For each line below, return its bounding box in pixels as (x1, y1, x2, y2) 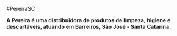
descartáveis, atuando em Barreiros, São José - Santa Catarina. (6, 23, 172, 30)
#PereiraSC (6, 5, 35, 12)
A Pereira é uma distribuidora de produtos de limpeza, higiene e (6, 17, 171, 23)
